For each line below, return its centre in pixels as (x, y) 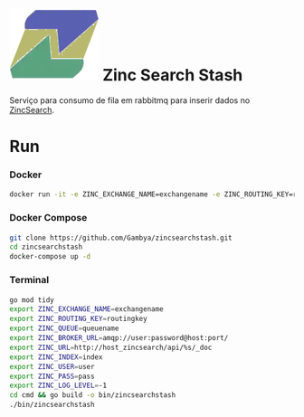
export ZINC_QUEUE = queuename (64, 328)
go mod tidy (32, 300)
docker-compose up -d (50, 257)
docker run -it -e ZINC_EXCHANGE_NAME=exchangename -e (115, 194)
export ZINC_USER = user (52, 366)
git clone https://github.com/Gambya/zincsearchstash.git (121, 238)
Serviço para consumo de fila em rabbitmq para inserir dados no (130, 100)
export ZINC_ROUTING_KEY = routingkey (78, 319)
